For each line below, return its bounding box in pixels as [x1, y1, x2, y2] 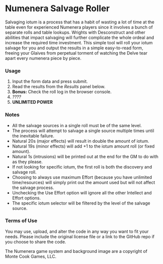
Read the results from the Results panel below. [12, 84, 106, 90]
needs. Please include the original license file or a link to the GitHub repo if [5, 233, 155, 239]
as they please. [12, 159, 43, 165]
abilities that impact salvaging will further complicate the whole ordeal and [5, 35, 154, 40]
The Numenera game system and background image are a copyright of [5, 248, 147, 254]
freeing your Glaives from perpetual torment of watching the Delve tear [5, 50, 147, 56]
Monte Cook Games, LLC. [5, 253, 57, 259]
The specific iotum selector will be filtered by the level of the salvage [12, 200, 150, 206]
